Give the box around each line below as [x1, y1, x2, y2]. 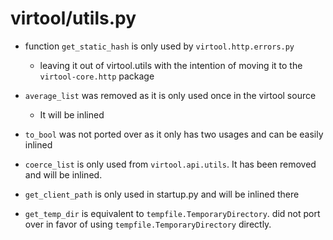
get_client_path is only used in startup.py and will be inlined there [24, 188, 300, 200]
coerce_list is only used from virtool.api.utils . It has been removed [24, 158, 317, 170]
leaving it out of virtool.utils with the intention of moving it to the [39, 59, 303, 71]
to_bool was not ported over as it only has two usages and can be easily [24, 128, 324, 140]
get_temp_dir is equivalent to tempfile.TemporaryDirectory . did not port [24, 207, 321, 219]
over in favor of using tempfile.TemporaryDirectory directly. [24, 218, 272, 230]
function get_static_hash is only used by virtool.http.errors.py [24, 40, 295, 52]
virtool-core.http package [39, 70, 155, 82]
